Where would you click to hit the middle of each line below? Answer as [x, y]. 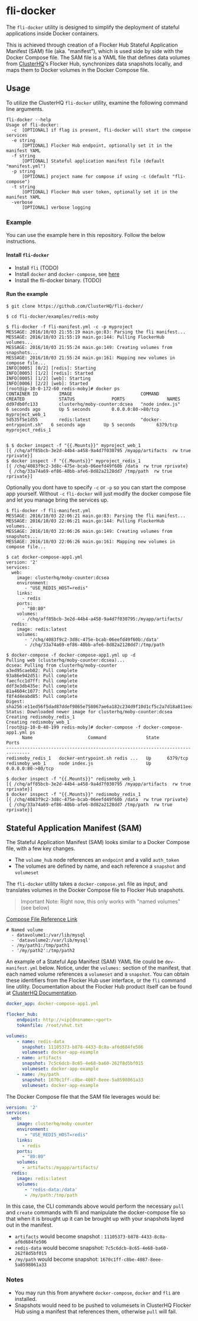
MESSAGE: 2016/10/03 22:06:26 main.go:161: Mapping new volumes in [91, 542]
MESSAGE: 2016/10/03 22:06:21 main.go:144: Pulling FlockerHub [85, 521]
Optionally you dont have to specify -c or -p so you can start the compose [96, 487]
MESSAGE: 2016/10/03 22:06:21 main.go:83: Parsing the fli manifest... [96, 516]
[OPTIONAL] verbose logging [56, 207]
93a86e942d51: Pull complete [42, 676]
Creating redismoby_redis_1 [41, 717]
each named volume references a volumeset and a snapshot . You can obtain [98, 974]
